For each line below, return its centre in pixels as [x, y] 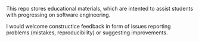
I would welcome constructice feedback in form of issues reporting [88, 26]
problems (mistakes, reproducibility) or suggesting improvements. [87, 33]
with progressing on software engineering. [58, 15]
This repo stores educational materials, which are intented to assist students [100, 9]
